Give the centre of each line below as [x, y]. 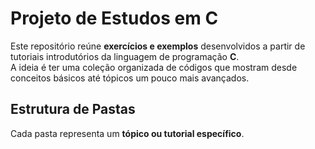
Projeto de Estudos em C [114, 18]
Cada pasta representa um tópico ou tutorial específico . [127, 133]
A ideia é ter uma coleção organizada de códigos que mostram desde [154, 67]
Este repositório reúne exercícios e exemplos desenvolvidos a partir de [158, 46]
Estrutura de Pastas [73, 109]
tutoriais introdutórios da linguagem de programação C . [125, 56]
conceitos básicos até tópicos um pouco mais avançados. [130, 78]
